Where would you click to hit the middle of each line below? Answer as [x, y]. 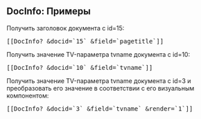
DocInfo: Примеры [49, 11]
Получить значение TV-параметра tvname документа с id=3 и [99, 81]
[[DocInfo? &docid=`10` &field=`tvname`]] [80, 67]
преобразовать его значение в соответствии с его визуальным [101, 88]
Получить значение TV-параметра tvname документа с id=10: [98, 54]
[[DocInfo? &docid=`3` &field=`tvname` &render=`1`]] [100, 109]
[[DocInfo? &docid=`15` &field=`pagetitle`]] [85, 41]
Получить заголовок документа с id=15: [65, 28]
